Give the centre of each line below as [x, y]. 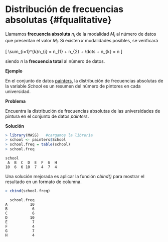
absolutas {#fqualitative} [58, 20]
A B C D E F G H [32, 163]
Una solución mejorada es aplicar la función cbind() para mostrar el [75, 177]
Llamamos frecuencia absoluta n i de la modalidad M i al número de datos [81, 34]
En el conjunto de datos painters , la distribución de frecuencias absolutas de [84, 80]
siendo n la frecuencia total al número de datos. [55, 61]
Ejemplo [14, 71]
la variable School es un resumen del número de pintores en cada [73, 86]
